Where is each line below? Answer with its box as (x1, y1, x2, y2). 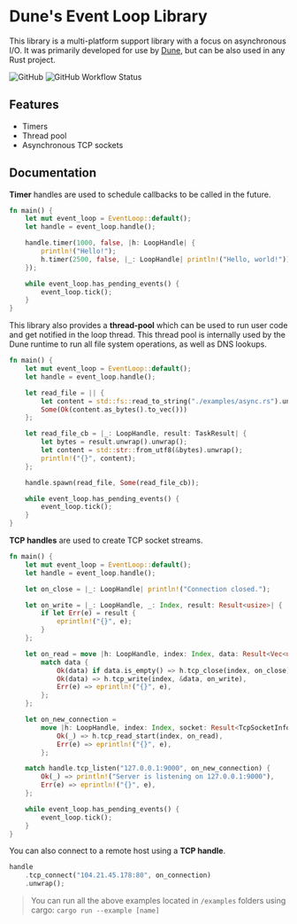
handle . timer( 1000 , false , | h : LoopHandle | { (25, 239, 196, 247)
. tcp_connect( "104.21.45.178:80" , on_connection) (25, 871, 212, 880)
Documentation (9, 166, 97, 181)
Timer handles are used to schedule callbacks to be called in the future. (9, 189, 271, 200)
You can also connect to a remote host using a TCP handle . (9, 845, 226, 857)
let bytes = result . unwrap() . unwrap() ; (41, 437, 188, 447)
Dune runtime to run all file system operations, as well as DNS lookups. (9, 339, 267, 349)
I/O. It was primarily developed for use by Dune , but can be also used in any (9, 44, 286, 55)
